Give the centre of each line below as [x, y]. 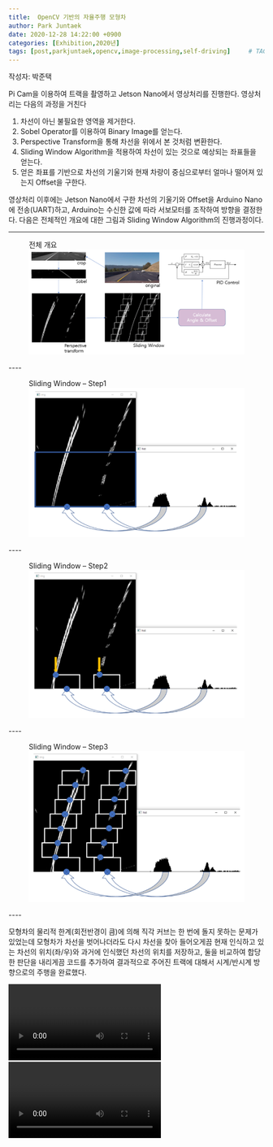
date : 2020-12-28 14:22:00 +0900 [65, 34]
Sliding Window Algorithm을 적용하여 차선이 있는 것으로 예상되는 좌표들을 [138, 152]
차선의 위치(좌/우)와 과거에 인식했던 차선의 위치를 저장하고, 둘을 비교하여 [131, 952]
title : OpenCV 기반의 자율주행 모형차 [67, 17]
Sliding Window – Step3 [68, 746]
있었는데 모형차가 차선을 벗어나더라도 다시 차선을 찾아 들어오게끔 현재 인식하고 [132, 942]
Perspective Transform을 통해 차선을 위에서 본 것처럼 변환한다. [121, 141]
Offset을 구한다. [61, 182]
